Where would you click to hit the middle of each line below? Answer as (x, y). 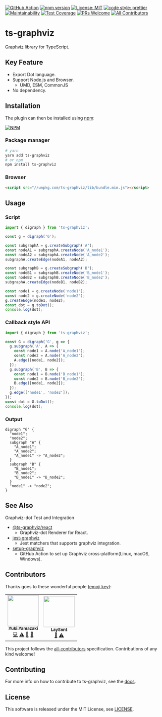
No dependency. (29, 90)
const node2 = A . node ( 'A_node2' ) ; (50, 356)
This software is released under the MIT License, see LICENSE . (70, 709)
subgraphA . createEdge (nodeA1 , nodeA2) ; (46, 259)
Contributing (25, 670)
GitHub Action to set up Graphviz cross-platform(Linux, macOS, (85, 553)
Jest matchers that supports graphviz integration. (70, 543)
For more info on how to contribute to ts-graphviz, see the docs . (71, 682)
